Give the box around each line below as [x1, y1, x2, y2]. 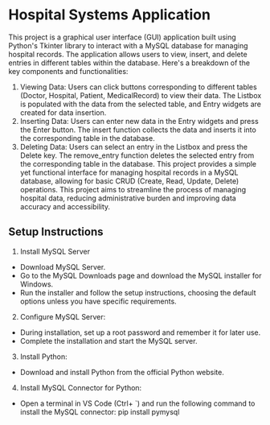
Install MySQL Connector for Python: [19, 382, 142, 392]
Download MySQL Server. [19, 262, 106, 271]
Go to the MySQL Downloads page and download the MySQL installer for [19, 270, 262, 280]
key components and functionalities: [8, 66, 129, 76]
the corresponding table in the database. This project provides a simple [19, 159, 257, 168]
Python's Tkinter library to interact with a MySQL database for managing [8, 40, 248, 50]
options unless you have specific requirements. [19, 296, 177, 306]
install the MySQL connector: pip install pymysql [19, 406, 180, 416]
